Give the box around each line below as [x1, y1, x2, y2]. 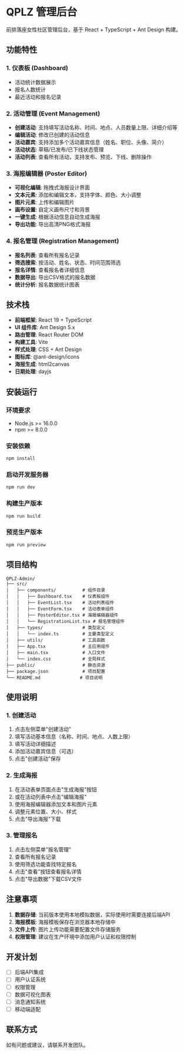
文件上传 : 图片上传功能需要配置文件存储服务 [14, 926, 121, 933]
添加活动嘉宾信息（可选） [14, 748, 77, 755]
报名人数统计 [14, 86, 46, 93]
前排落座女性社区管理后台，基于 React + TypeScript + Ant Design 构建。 [6, 26, 181, 33]
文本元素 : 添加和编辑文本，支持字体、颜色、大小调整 [14, 191, 142, 198]
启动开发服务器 [6, 470, 49, 479]
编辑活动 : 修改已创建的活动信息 [14, 131, 90, 138]
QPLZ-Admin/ [6, 575, 35, 582]
